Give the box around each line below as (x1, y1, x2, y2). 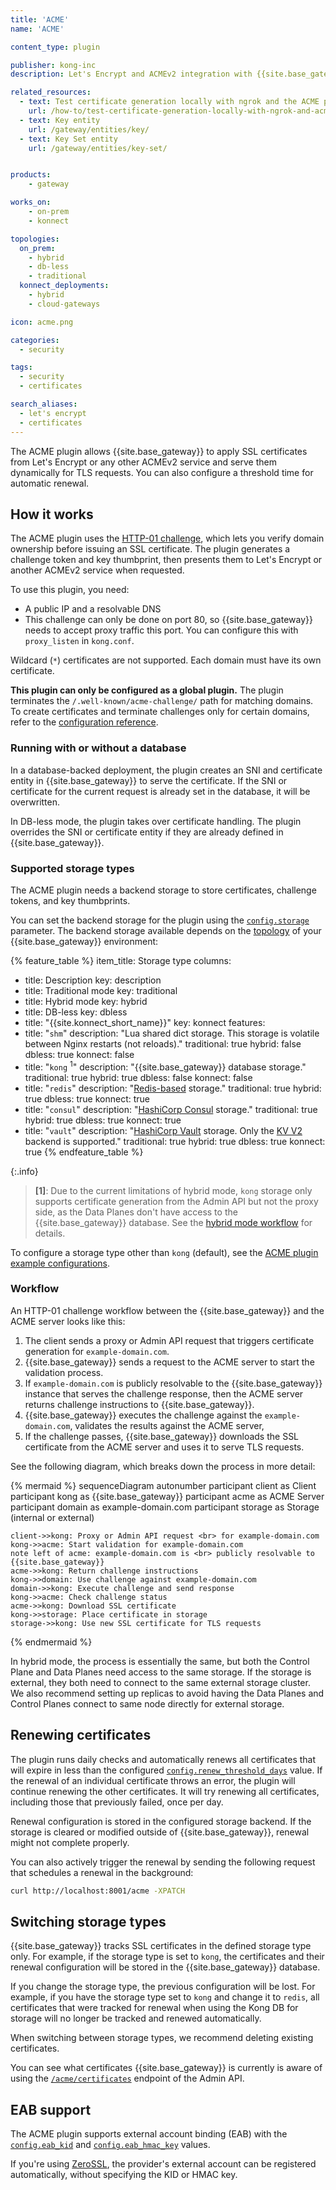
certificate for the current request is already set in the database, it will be (10, 785, 311, 797)
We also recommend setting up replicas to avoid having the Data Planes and (10, 1687, 325, 1699)
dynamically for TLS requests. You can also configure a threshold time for (10, 466, 314, 478)
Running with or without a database (10, 741, 187, 755)
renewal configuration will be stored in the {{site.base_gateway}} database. (10, 1961, 321, 1973)
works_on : (10, 197, 52, 208)
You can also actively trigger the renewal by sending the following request (10, 1856, 316, 1868)
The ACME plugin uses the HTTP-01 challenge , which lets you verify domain (10, 532, 325, 545)
